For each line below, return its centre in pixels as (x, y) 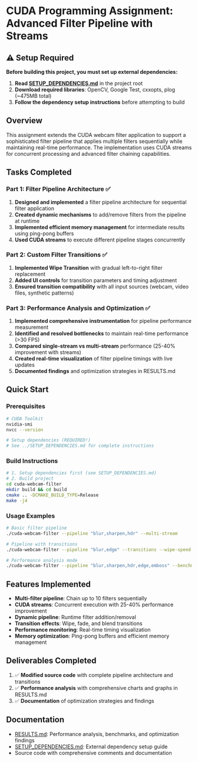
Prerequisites (26, 407)
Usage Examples (31, 516)
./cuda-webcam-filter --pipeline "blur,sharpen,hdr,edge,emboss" (88, 566)
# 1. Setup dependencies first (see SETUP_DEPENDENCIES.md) (82, 473)
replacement (30, 274)
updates (25, 365)
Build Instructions (32, 461)
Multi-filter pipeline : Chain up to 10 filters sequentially (81, 599)
